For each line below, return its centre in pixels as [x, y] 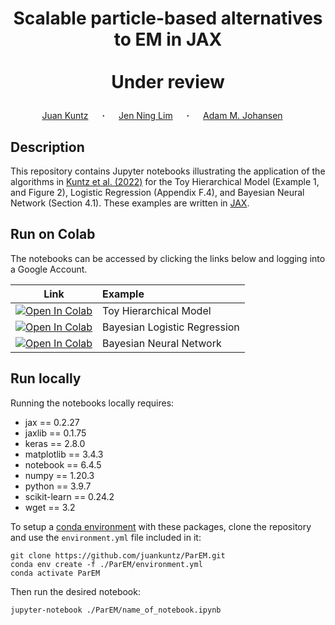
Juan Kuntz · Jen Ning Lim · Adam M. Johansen [162, 116]
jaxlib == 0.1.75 [55, 433]
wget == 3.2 [50, 507]
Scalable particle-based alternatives [168, 18]
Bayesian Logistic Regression [171, 327]
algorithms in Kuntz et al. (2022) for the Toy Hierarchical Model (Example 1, [165, 181]
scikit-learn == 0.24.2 [69, 496]
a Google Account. [49, 269]
